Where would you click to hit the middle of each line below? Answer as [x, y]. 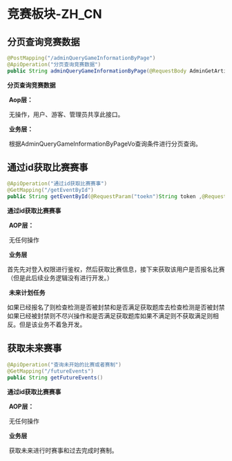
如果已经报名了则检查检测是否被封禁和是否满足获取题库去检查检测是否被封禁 [116, 307]
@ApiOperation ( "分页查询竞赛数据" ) [54, 64]
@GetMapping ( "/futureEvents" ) [51, 371]
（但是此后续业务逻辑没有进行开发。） [60, 278]
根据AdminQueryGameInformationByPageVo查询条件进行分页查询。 [105, 144]
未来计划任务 [27, 293]
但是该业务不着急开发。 [52, 324]
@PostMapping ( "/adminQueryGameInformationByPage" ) [81, 58]
